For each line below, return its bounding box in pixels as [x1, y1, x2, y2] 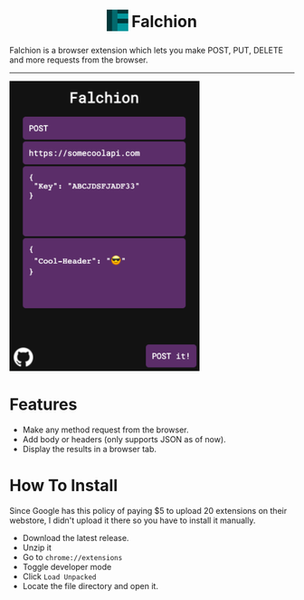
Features [9, 394, 78, 415]
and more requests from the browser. [9, 54, 148, 65]
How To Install [9, 476, 119, 496]
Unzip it [22, 542, 52, 553]
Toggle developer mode [22, 561, 112, 572]
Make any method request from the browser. [22, 424, 189, 435]
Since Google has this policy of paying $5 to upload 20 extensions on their [9, 505, 288, 516]
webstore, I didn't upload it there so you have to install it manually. [9, 515, 256, 526]
